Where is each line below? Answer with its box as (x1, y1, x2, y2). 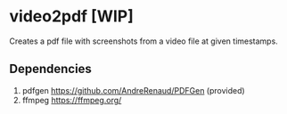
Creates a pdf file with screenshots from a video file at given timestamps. (9, 36, 278, 46)
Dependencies (9, 61, 92, 77)
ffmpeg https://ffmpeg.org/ (21, 94, 122, 105)
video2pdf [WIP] (9, 6, 134, 27)
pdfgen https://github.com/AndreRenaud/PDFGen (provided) (21, 85, 245, 95)
